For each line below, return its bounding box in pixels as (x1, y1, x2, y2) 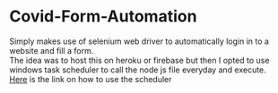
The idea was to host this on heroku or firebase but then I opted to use (9, 55, 270, 65)
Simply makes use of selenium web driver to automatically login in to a (9, 36, 269, 46)
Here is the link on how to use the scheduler (9, 73, 172, 84)
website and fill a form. (9, 45, 94, 55)
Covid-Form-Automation (9, 6, 197, 27)
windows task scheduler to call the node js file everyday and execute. (9, 64, 266, 75)
